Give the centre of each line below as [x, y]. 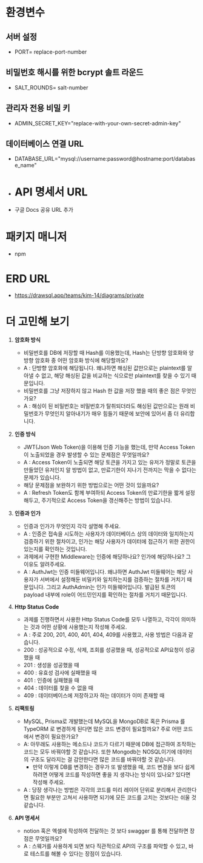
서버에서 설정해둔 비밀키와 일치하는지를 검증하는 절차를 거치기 [113, 579]
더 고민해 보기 [38, 322]
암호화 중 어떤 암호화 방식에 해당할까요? [82, 360]
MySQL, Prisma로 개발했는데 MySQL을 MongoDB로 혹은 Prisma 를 [104, 721]
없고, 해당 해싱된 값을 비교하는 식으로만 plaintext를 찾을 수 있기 [116, 376]
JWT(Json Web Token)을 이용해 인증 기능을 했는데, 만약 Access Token [109, 447]
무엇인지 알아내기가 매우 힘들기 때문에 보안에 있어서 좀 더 [112, 414]
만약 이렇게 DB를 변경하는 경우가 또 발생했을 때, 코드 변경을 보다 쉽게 [114, 767]
